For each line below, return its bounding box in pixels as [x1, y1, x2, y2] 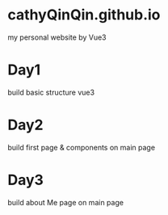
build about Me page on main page [7, 197, 124, 207]
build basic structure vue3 [7, 87, 94, 97]
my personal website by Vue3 [7, 32, 107, 42]
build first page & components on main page [7, 142, 155, 152]
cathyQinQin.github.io [7, 6, 161, 24]
